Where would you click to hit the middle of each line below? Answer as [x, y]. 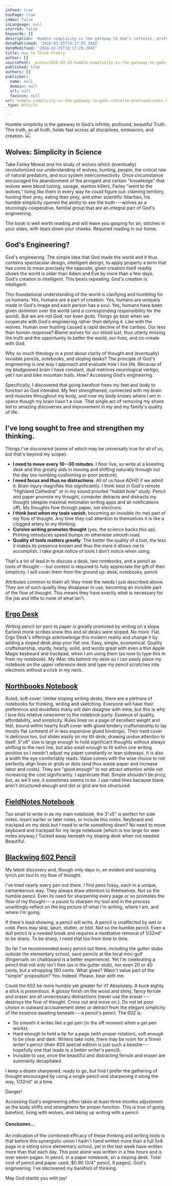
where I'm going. [23, 912]
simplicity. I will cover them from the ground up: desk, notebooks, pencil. [82, 572]
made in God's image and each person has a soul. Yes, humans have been [84, 305]
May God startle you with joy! [36, 1178]
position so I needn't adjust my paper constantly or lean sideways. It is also [84, 753]
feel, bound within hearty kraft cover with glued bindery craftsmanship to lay [86, 726]
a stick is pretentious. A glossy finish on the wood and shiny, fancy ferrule [83, 991]
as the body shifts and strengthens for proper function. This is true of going [85, 1107]
